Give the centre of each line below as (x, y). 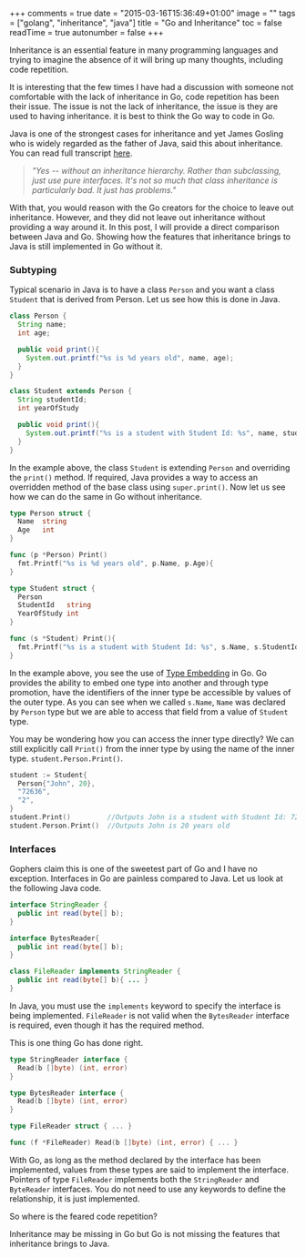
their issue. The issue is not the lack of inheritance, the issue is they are (144, 107)
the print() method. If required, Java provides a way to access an (133, 477)
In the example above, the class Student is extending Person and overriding (150, 467)
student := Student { (49, 775)
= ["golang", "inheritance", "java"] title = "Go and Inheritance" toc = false (146, 23)
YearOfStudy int (48, 614)
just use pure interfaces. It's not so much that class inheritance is (154, 180)
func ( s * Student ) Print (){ (63, 639)
